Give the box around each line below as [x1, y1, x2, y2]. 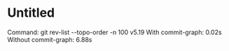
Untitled [7, 5, 55, 21]
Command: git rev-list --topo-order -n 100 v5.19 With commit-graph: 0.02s [7, 28, 222, 36]
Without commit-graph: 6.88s [7, 35, 92, 43]
